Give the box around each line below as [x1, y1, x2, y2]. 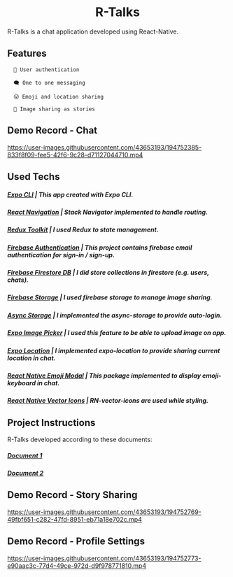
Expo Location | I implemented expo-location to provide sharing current [7, 346, 220, 355]
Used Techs [7, 171, 60, 183]
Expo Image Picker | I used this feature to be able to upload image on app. [7, 329, 227, 337]
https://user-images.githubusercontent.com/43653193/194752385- [7, 143, 202, 151]
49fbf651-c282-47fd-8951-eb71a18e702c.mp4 [7, 515, 142, 523]
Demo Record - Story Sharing [7, 489, 138, 501]
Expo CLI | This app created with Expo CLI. [7, 190, 134, 199]
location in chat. [7, 354, 56, 362]
